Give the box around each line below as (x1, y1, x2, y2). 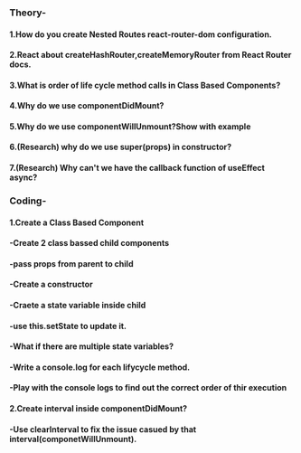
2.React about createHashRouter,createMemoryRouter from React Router (9, 50, 292, 61)
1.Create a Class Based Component (9, 217, 145, 228)
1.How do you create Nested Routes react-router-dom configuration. (9, 29, 273, 40)
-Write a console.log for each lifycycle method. (9, 362, 191, 373)
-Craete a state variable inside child (9, 299, 146, 310)
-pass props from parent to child (9, 258, 134, 269)
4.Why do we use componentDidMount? (9, 100, 165, 111)
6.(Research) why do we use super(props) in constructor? (9, 142, 232, 153)
